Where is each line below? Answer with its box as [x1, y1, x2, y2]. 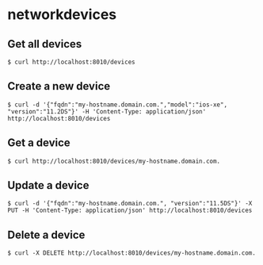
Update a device [7, 179, 90, 192]
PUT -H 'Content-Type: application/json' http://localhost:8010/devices [7, 206, 253, 215]
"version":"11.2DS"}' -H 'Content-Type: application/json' [7, 107, 207, 116]
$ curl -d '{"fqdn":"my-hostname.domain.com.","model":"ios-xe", [7, 101, 227, 109]
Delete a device [7, 228, 86, 241]
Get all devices [7, 37, 82, 51]
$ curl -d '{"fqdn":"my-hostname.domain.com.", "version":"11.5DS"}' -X [7, 200, 253, 208]
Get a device [7, 136, 71, 150]
